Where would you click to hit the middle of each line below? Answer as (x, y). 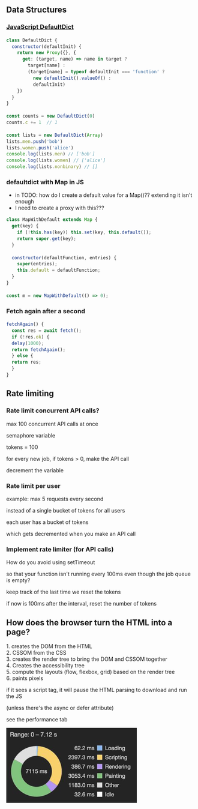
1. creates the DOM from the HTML (49, 646)
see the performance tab (37, 719)
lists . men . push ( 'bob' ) (34, 141)
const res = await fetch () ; (47, 330)
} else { (22, 356)
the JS (14, 696)
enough (24, 202)
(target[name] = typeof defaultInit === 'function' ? (96, 72)
